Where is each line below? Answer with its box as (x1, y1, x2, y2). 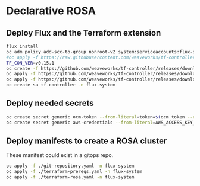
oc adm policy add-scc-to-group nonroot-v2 (6, 49, 116, 54)
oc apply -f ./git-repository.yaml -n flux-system (6, 163, 135, 169)
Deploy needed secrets (6, 98, 94, 108)
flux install (6, 43, 39, 49)
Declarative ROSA (6, 4, 96, 18)
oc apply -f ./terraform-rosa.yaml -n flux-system (6, 174, 135, 180)
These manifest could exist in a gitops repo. (6, 152, 114, 159)
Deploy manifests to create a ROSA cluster (6, 136, 167, 146)
